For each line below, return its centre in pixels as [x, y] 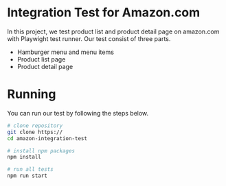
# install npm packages [41, 151]
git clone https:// [35, 132]
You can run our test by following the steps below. [78, 113]
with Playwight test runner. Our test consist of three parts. [89, 38]
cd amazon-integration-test [47, 138]
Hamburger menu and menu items [66, 52]
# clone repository [35, 125]
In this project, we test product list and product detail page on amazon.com [113, 31]
